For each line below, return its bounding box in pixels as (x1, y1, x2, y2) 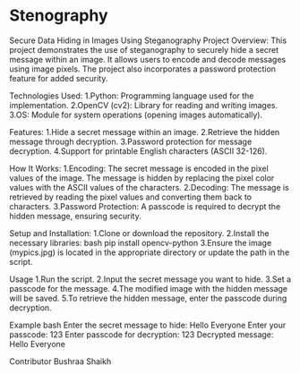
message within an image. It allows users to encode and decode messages (9, 54, 287, 64)
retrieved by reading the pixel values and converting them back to (9, 191, 253, 202)
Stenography (9, 5, 109, 26)
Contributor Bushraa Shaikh (9, 355, 112, 367)
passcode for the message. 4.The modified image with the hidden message (9, 283, 288, 293)
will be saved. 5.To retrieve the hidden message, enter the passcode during (9, 293, 287, 303)
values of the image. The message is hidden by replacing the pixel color (9, 172, 275, 183)
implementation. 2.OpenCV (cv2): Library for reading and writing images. (9, 99, 279, 110)
